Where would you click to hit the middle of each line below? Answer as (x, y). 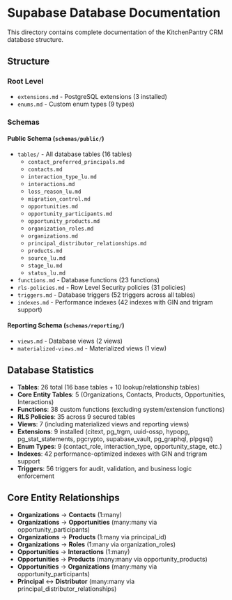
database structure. (36, 39)
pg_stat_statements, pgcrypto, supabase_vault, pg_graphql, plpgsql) (115, 439)
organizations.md (53, 236)
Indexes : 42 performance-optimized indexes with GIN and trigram (112, 454)
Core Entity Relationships (63, 498)
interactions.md (51, 184)
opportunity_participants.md (70, 214)
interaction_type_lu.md (62, 177)
